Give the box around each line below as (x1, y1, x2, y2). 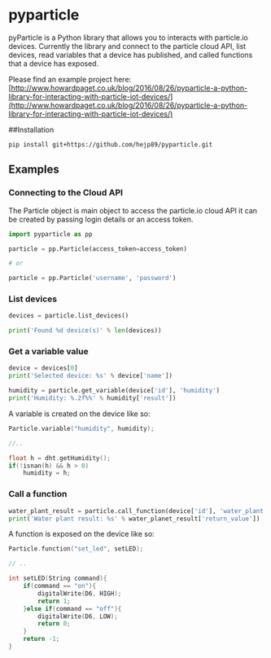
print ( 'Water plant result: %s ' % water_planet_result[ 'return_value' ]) (8, 515, 260, 523)
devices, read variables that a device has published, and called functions (8, 50, 253, 59)
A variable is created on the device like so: (8, 409, 151, 419)
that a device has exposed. (8, 59, 99, 68)
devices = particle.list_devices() (8, 312, 129, 320)
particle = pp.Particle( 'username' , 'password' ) (8, 274, 177, 283)
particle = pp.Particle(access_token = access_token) (8, 244, 187, 253)
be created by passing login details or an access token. (8, 214, 194, 224)
